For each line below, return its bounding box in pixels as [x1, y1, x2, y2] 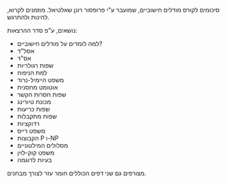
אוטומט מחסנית [16, 83, 58, 91]
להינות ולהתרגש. [7, 13, 50, 21]
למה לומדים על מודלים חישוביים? [16, 40, 103, 47]
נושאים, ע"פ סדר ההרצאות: [7, 27, 77, 34]
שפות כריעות [16, 105, 50, 113]
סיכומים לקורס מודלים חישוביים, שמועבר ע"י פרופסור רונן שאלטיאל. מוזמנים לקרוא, [7, 6, 220, 14]
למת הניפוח [16, 68, 48, 77]
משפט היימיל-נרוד [16, 76, 64, 84]
